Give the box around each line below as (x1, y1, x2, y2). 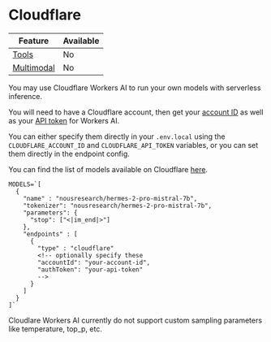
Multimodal (12, 62, 55, 73)
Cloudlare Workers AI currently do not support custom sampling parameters (8, 315, 262, 325)
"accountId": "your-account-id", (37, 258, 151, 266)
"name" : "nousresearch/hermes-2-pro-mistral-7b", (23, 194, 198, 202)
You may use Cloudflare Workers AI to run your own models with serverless (8, 83, 261, 93)
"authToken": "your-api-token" (37, 266, 144, 274)
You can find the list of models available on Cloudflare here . (8, 164, 209, 174)
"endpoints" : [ (23, 230, 79, 238)
